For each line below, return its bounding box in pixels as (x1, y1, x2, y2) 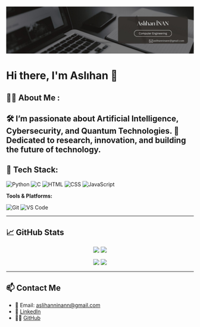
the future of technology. (6, 144, 101, 155)
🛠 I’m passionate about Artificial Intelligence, (6, 113, 179, 124)
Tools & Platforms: (6, 192, 52, 199)
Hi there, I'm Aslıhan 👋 (6, 69, 118, 82)
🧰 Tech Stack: (6, 165, 58, 175)
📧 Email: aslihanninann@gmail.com (14, 302, 101, 309)
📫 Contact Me (6, 283, 61, 293)
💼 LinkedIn (14, 308, 41, 315)
